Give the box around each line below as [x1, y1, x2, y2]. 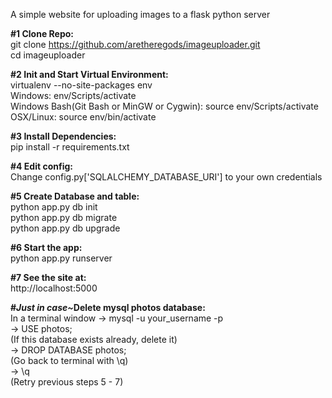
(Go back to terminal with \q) [10, 355, 129, 366]
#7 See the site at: [10, 272, 87, 283]
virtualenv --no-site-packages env [10, 79, 153, 91]
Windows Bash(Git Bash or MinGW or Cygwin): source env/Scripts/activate [10, 100, 319, 112]
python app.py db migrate [10, 212, 118, 223]
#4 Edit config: [10, 160, 73, 172]
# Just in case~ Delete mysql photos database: [10, 302, 206, 313]
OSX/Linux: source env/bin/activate [10, 111, 157, 123]
